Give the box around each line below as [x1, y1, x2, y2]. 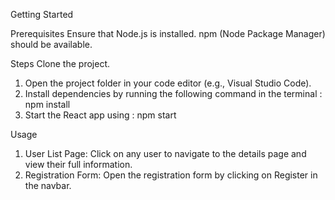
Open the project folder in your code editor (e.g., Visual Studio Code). [24, 77, 312, 89]
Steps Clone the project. [10, 58, 110, 69]
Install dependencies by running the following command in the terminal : [24, 88, 323, 99]
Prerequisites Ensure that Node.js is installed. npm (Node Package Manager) [10, 28, 326, 39]
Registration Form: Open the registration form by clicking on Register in [24, 169, 318, 181]
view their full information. [24, 159, 133, 170]
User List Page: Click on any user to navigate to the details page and [24, 148, 307, 159]
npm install [24, 99, 71, 110]
